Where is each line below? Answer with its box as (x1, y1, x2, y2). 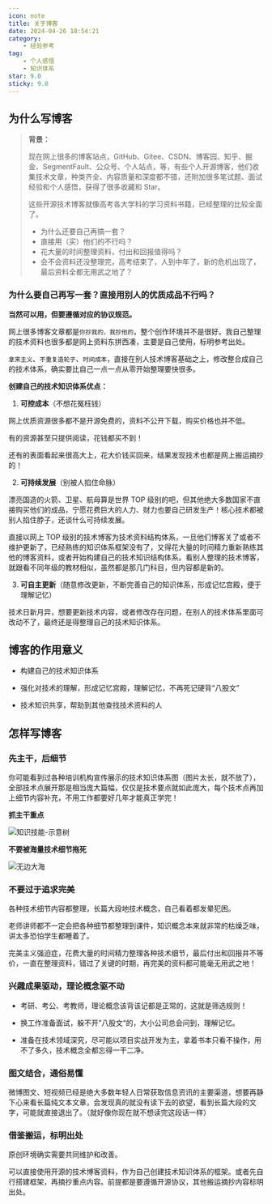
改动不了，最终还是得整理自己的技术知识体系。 (8, 617, 164, 627)
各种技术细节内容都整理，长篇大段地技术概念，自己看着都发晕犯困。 (8, 904, 236, 913)
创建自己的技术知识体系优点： (8, 381, 108, 391)
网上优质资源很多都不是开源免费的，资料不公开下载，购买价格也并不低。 (8, 415, 249, 425)
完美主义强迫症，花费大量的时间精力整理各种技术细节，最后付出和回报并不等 (8, 948, 264, 958)
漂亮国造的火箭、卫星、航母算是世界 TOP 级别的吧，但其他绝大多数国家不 (8, 495, 254, 504)
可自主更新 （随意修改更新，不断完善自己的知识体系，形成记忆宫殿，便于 (19, 580, 261, 589)
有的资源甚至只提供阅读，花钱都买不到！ (8, 432, 143, 442)
